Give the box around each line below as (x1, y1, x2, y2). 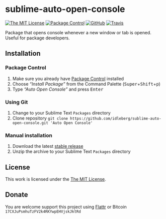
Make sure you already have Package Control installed (12, 76, 124, 82)
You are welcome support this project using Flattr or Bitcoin (5, 204, 127, 210)
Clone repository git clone (12, 115, 68, 121)
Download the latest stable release (12, 143, 83, 149)
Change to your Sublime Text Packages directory (12, 109, 111, 115)
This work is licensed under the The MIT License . (5, 176, 106, 182)
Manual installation (5, 132, 53, 139)
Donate (5, 191, 28, 199)
